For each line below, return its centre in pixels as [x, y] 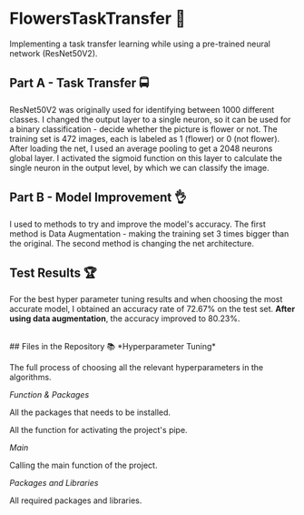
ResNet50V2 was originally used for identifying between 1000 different [142, 109]
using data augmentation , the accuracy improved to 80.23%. [125, 318]
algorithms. [30, 378]
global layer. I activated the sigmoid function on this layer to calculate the [146, 157]
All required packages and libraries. [76, 500]
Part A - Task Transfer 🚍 [79, 83]
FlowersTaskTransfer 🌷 [98, 19]
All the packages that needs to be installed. [90, 412]
